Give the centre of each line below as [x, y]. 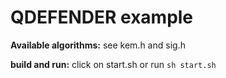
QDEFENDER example [102, 17]
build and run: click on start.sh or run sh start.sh [113, 64]
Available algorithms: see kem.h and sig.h [98, 45]
